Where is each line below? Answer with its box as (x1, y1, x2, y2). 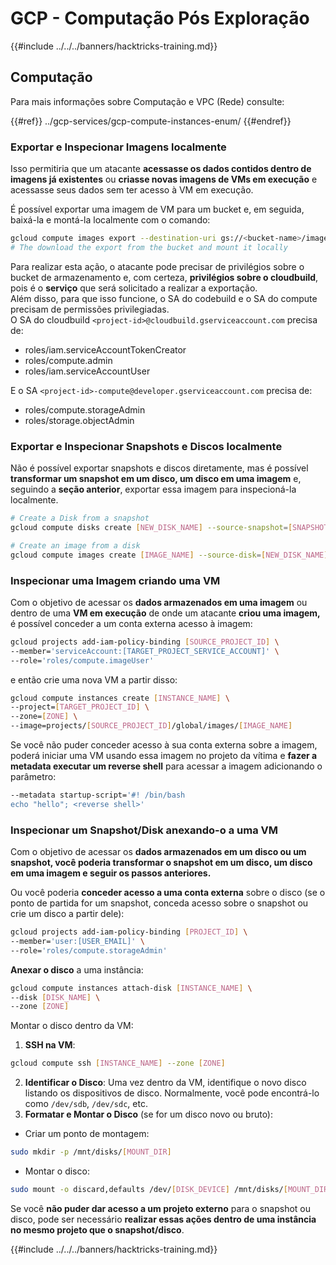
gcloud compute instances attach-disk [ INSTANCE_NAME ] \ (10, 983, 253, 993)
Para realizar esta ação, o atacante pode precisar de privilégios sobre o (10, 260, 305, 272)
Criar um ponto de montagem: (24, 1128, 150, 1140)
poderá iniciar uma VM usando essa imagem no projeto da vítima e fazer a (10, 750, 318, 762)
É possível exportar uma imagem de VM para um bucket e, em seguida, (10, 203, 305, 216)
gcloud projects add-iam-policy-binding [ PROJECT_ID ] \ (10, 927, 248, 937)
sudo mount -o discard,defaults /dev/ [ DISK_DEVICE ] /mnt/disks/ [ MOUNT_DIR (10, 1185, 329, 1195)
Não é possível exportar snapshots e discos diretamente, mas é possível (10, 462, 309, 474)
